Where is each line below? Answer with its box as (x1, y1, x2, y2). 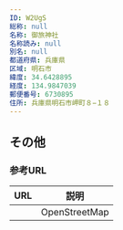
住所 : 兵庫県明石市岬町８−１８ (9, 98, 111, 108)
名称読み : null (9, 38, 62, 48)
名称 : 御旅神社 (9, 30, 59, 39)
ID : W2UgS (9, 13, 47, 23)
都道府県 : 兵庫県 (9, 56, 66, 65)
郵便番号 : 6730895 (9, 89, 75, 99)
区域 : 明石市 (9, 65, 52, 74)
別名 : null (9, 47, 48, 57)
